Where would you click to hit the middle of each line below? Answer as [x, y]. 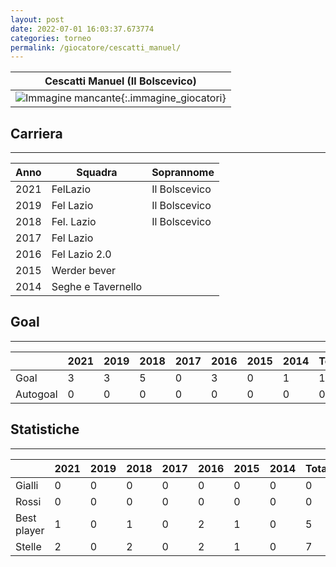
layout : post [37, 19]
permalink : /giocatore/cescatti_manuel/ [96, 47]
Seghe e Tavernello [97, 287]
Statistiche [45, 429]
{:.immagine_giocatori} [173, 98]
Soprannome [183, 173]
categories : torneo [51, 38]
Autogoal [36, 394]
